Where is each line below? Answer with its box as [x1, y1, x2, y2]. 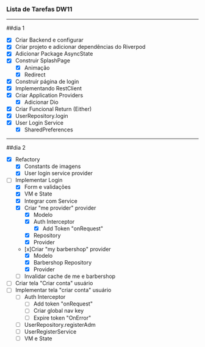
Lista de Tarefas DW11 [6, 5, 73, 13]
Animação [24, 64, 50, 71]
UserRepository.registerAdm [24, 321, 96, 328]
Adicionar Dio [24, 98, 59, 106]
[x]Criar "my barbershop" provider [24, 245, 111, 252]
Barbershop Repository [33, 259, 92, 266]
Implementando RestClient [15, 84, 82, 92]
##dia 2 [6, 144, 26, 152]
